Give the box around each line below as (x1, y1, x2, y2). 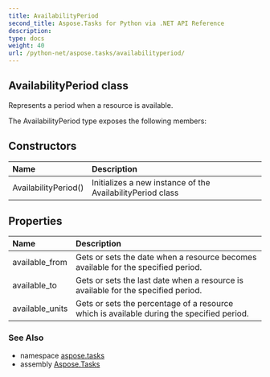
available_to (12, 280, 58, 291)
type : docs (8, 34, 45, 43)
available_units (12, 303, 68, 314)
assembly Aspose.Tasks (19, 359, 100, 369)
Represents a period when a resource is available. (8, 100, 174, 110)
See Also (8, 332, 44, 343)
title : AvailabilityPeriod (8, 11, 99, 20)
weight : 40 (8, 42, 45, 50)
